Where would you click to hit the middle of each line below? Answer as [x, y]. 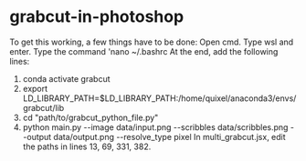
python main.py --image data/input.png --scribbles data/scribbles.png [155, 127]
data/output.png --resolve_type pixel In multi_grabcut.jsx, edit [169, 136]
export [35, 88]
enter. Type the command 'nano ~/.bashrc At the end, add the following [144, 51]
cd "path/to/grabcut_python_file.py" [90, 117]
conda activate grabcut [67, 78]
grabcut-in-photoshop [97, 17]
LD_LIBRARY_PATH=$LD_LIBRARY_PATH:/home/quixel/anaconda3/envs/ [159, 98]
